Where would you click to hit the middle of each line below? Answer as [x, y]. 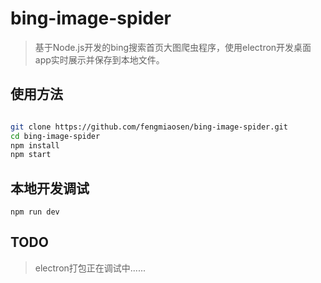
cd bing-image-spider [55, 136]
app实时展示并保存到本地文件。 [99, 59]
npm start [31, 155]
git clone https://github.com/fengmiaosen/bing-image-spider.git [149, 127]
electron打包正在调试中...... [90, 268]
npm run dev [35, 212]
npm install [35, 145]
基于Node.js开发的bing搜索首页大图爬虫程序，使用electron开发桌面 [173, 47]
